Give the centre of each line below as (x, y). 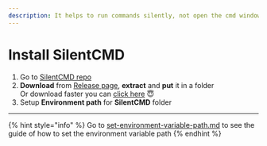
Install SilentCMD (67, 54)
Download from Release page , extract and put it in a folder (117, 85)
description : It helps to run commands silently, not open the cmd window (135, 15)
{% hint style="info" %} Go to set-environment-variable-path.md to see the (132, 125)
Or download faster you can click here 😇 (87, 94)
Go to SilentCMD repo (56, 77)
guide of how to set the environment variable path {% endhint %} (115, 133)
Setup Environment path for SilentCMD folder (96, 102)
